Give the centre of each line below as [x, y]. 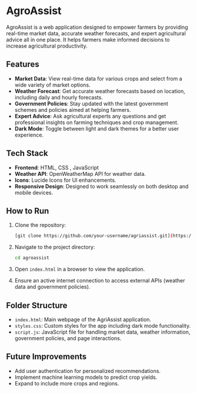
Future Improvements [46, 357]
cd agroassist [32, 258]
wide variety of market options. [52, 85]
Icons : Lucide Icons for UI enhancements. [65, 180]
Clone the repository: [40, 225]
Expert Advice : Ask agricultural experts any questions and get [90, 116]
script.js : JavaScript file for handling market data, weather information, [102, 332]
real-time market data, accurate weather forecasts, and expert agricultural [96, 33]
